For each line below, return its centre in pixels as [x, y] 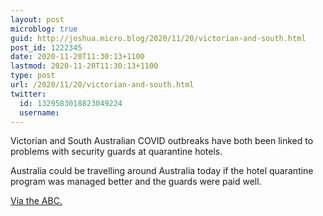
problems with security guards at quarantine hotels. [116, 152]
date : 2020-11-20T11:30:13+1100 [77, 57]
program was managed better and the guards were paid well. [136, 182]
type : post [33, 76]
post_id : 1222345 [46, 47]
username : [39, 112]
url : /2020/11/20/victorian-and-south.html [102, 85]
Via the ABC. [36, 201]
